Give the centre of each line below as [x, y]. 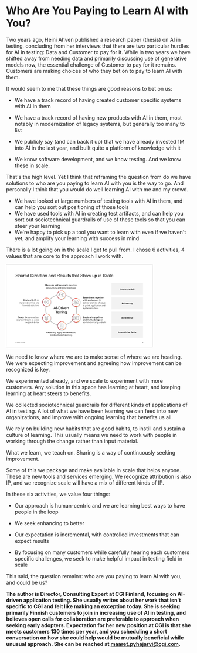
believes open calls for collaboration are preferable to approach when [93, 619]
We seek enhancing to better [50, 523]
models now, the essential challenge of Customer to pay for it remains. [91, 64]
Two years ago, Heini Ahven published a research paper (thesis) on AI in [93, 39]
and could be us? [27, 582]
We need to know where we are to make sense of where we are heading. [94, 357]
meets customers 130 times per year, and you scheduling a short [86, 631]
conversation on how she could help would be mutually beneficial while [95, 638]
